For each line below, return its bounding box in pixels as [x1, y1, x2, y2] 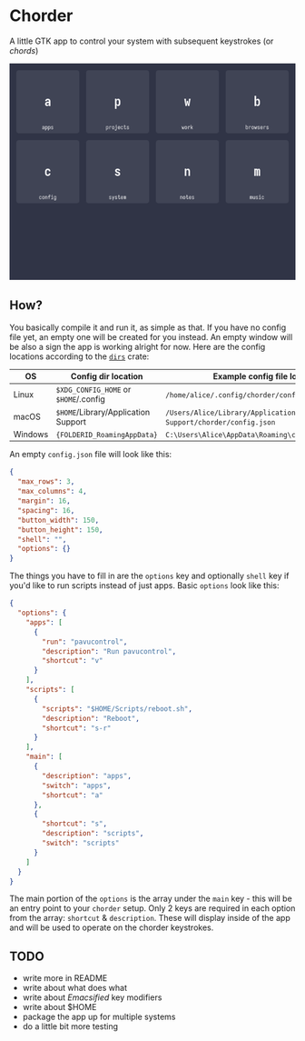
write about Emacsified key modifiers [22, 992, 162, 1003]
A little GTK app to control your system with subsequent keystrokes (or [9, 35, 274, 46]
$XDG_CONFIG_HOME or [55, 384, 132, 395]
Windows [13, 428, 49, 439]
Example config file [212, 371, 289, 382]
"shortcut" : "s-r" [42, 724, 112, 733]
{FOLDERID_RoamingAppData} [55, 430, 159, 439]
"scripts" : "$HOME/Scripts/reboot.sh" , [42, 704, 193, 714]
